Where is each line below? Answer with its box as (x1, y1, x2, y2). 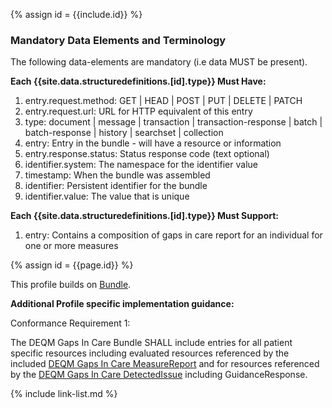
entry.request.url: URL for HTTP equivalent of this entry (24, 105, 253, 118)
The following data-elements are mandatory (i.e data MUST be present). (10, 56, 308, 68)
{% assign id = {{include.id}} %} (10, 9, 143, 20)
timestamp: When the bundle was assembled (24, 169, 211, 181)
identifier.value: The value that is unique (24, 190, 190, 203)
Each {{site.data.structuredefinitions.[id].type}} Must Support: (10, 210, 280, 222)
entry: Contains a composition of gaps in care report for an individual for (24, 229, 323, 241)
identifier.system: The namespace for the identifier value (24, 159, 258, 171)
